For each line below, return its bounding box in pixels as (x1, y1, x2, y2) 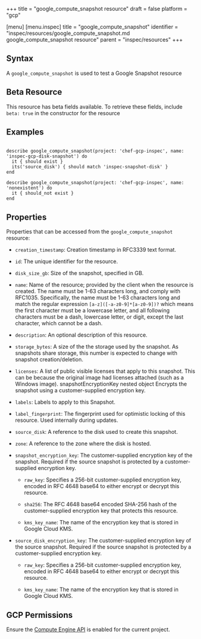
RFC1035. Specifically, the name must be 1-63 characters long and (14, 294, 181, 301)
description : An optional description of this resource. (14, 331, 147, 339)
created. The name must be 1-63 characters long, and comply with (14, 288, 181, 295)
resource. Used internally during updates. (14, 416, 119, 424)
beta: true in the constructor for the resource (6, 109, 120, 116)
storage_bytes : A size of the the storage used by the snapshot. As (14, 343, 179, 351)
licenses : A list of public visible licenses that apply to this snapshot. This (14, 367, 196, 375)
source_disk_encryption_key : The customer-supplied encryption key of (14, 537, 191, 544)
